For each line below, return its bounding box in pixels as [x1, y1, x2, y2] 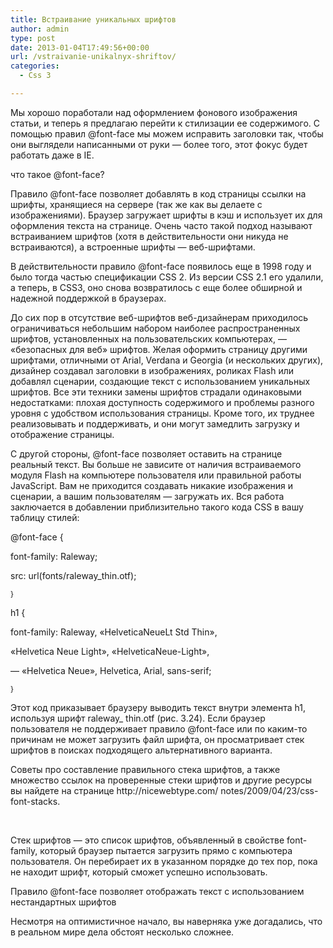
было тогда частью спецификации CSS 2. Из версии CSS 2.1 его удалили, [10, 271, 324, 283]
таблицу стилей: [10, 511, 80, 523]
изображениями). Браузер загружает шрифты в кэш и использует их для [10, 209, 323, 221]
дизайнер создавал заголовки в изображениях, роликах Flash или [10, 364, 295, 376]
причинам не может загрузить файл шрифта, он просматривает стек [10, 733, 305, 745]
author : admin [10, 24, 70, 34]
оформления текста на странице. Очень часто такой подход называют [10, 219, 313, 231]
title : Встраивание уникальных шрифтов [10, 14, 177, 25]
